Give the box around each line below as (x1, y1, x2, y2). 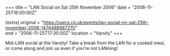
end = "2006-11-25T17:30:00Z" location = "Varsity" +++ (5, 30, 123, 36)
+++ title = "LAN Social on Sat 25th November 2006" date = (5, 5, 131, 10)
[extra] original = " (5, 20, 44, 25)
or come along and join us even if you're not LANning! (5, 45, 118, 51)
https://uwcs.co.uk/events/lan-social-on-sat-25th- (43, 20, 149, 25)
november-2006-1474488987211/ (5, 25, 76, 31)
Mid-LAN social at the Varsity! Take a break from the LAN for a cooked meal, (5, 40, 165, 46)
